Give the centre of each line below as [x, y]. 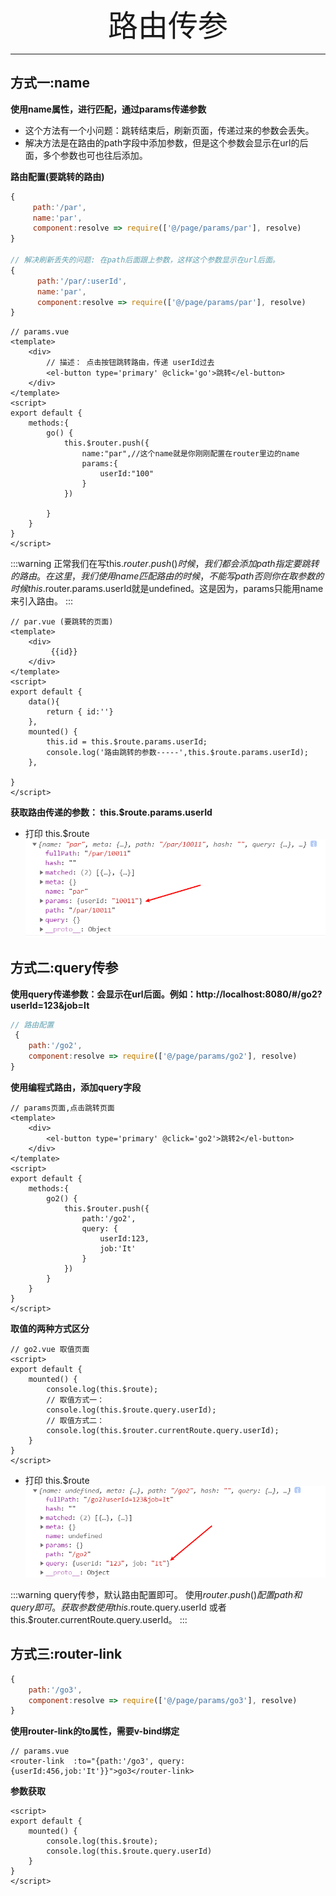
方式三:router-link [66, 1654]
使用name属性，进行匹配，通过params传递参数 [108, 109]
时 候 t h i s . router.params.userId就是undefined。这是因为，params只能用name [167, 589]
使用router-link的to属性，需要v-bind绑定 [95, 1731]
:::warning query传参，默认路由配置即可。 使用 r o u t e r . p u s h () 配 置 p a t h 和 [156, 1594]
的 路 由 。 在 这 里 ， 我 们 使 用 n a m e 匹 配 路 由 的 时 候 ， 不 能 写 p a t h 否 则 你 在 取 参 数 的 [167, 576]
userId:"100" [127, 474]
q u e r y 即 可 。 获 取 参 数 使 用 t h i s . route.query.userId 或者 [118, 1607]
